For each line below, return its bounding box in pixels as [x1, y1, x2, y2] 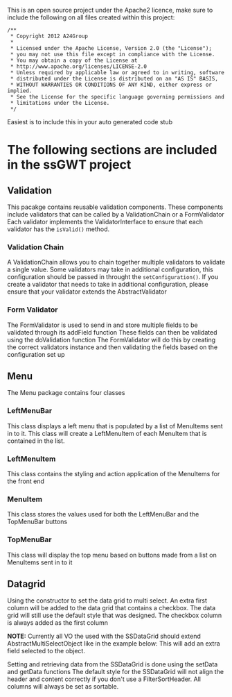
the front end [7, 477, 45, 485]
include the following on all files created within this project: [7, 13, 175, 22]
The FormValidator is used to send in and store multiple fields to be [7, 321, 199, 329]
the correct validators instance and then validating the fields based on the [7, 343, 218, 351]
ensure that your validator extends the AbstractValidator [7, 287, 168, 296]
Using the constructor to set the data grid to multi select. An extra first [7, 596, 208, 605]
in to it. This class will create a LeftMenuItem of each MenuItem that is [7, 429, 207, 437]
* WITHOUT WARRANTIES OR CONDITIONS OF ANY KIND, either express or [10, 81, 213, 88]
